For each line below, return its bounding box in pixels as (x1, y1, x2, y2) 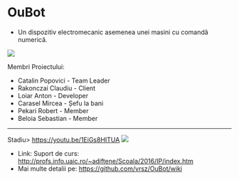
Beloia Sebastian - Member (17, 114, 98, 122)
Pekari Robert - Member (17, 106, 89, 115)
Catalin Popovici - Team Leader (17, 76, 110, 85)
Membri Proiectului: (7, 62, 65, 71)
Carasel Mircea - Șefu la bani (17, 99, 104, 107)
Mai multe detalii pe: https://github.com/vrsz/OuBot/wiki (17, 164, 183, 173)
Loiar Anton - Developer (17, 91, 89, 100)
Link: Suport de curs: (17, 149, 80, 157)
